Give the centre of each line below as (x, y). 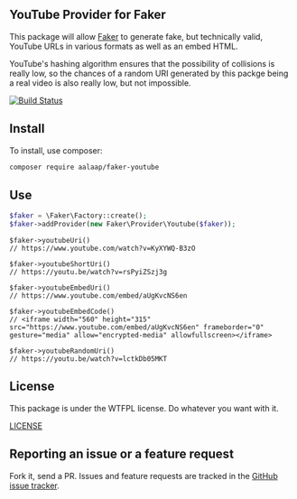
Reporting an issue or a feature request (122, 454)
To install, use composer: (56, 150)
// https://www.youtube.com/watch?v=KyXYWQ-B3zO (102, 249)
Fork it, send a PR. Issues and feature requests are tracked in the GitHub (144, 476)
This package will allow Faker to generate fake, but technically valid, (136, 36)
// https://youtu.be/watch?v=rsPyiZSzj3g (88, 273)
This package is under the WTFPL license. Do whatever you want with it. (144, 408)
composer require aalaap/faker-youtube (84, 167)
